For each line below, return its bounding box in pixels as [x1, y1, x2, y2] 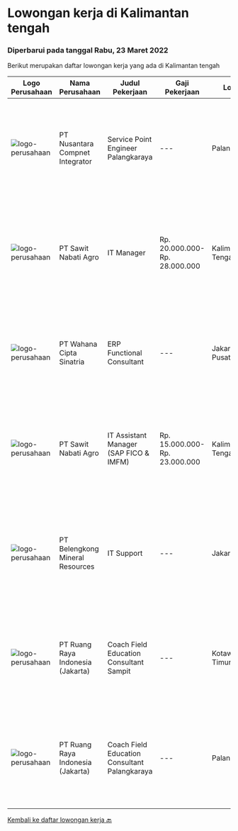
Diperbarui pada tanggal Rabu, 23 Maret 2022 [7, 45, 169, 55]
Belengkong [59, 544, 99, 554]
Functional [107, 348, 142, 358]
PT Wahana [59, 339, 98, 349]
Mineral [59, 553, 84, 563]
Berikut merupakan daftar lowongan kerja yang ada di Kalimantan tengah [7, 62, 220, 70]
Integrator [59, 157, 92, 167]
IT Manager [107, 248, 146, 258]
